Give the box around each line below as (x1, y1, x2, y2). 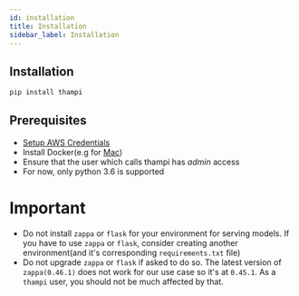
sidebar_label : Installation (9, 30, 120, 39)
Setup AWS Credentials (22, 137, 111, 148)
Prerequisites (9, 113, 87, 128)
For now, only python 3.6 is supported (22, 165, 165, 177)
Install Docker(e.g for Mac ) (22, 146, 123, 157)
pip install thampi (9, 88, 83, 97)
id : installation (9, 13, 75, 23)
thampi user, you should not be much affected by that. (22, 276, 224, 287)
